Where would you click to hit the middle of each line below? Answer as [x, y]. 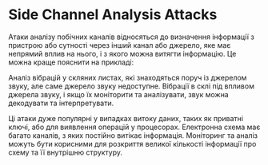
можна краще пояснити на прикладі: [71, 62]
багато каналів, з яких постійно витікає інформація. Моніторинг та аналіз [133, 135]
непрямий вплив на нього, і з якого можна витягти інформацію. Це [122, 53]
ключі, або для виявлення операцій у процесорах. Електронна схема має [134, 127]
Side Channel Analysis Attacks [113, 15]
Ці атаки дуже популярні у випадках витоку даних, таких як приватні [126, 118]
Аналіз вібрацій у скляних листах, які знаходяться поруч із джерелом [128, 77]
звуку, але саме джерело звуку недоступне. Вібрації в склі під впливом [131, 86]
